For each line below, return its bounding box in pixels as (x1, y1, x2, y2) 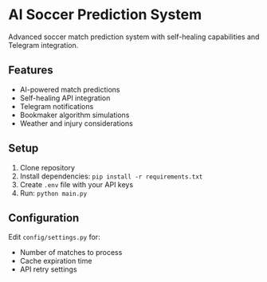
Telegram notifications (19, 101, 94, 111)
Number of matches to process (19, 248, 123, 257)
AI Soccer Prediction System (8, 6, 202, 24)
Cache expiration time (19, 257, 92, 266)
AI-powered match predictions (19, 84, 120, 94)
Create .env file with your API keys (19, 179, 134, 189)
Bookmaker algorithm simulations (19, 110, 130, 119)
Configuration (8, 211, 80, 225)
